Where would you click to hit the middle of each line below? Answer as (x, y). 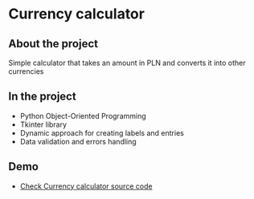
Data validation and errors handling (78, 141)
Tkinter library (43, 124)
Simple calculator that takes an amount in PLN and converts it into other (127, 63)
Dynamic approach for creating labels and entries (102, 132)
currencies (26, 71)
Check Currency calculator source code (86, 186)
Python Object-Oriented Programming (83, 116)
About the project (53, 44)
